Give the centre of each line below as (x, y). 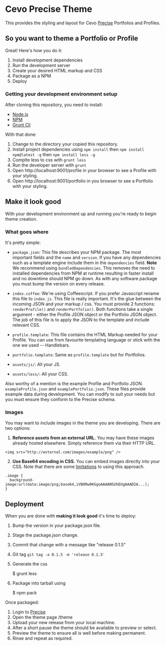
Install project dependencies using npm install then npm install (78, 149)
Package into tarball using (39, 583)
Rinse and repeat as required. (42, 639)
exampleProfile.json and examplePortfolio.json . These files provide (76, 389)
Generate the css (30, 564)
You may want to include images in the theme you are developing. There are (83, 423)
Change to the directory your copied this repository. (65, 144)
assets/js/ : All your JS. (36, 364)
